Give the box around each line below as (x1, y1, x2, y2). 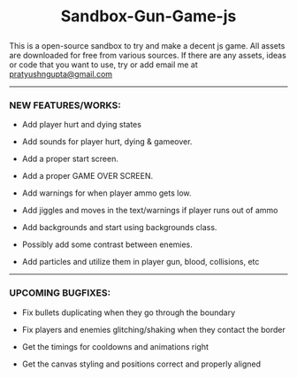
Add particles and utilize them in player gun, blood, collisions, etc (21, 257, 260, 267)
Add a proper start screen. (21, 153, 119, 165)
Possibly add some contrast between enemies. (21, 239, 193, 250)
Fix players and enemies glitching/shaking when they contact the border (21, 324, 286, 335)
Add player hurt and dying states (21, 120, 141, 130)
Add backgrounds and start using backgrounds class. (21, 222, 217, 233)
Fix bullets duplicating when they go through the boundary (21, 307, 236, 318)
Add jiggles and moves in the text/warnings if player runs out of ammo (21, 205, 278, 216)
